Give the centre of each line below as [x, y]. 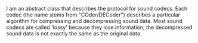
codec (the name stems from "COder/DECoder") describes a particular [93, 15]
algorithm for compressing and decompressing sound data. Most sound [95, 21]
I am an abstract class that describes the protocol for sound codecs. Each [97, 9]
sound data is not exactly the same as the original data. [74, 34]
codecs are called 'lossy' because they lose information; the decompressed [99, 27]
